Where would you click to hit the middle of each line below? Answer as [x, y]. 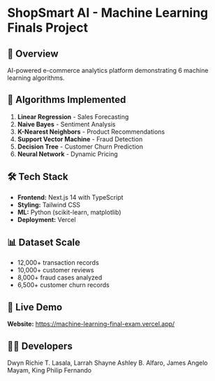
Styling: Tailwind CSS [49, 205]
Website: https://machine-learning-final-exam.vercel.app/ [91, 324]
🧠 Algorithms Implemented [67, 100]
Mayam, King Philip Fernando [50, 370]
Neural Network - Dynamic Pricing [68, 154]
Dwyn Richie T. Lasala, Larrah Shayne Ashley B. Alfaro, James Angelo [107, 363]
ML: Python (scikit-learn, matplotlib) [69, 212]
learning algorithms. [36, 78]
